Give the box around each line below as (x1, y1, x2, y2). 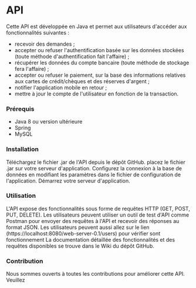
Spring (14, 124, 31, 132)
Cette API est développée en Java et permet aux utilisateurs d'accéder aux (6, 23, 187, 30)
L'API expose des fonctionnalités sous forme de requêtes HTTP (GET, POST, (6, 205, 191, 212)
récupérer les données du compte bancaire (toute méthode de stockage (14, 59, 190, 66)
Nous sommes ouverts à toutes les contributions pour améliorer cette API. (6, 270, 185, 277)
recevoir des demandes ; (14, 40, 75, 47)
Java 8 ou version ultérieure (14, 118, 83, 125)
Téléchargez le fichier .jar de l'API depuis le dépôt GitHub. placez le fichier (6, 159, 186, 166)
